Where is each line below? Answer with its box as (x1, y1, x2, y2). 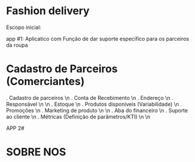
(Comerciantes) (6, 75, 85, 88)
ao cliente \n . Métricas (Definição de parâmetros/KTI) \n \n (6, 113, 151, 120)
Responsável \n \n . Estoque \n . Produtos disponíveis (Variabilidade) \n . (6, 101, 182, 108)
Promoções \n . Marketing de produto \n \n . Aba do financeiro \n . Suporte (6, 106, 188, 114)
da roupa (6, 41, 28, 48)
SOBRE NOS (6, 145, 66, 159)
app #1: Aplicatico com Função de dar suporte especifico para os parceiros (6, 35, 189, 42)
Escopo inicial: (6, 24, 41, 31)
